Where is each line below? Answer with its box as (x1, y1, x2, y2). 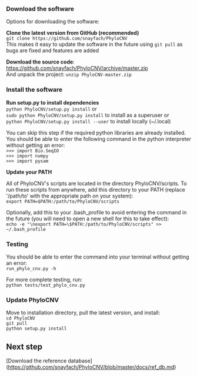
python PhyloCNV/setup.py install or (6, 105, 97, 112)
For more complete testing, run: (6, 276, 83, 283)
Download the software (6, 5, 75, 13)
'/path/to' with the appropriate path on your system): (6, 192, 133, 199)
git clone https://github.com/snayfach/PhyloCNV (6, 36, 128, 42)
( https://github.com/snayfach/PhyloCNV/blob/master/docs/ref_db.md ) (6, 364, 176, 370)
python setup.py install (6, 325, 67, 332)
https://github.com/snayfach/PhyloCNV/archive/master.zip (6, 65, 148, 72)
